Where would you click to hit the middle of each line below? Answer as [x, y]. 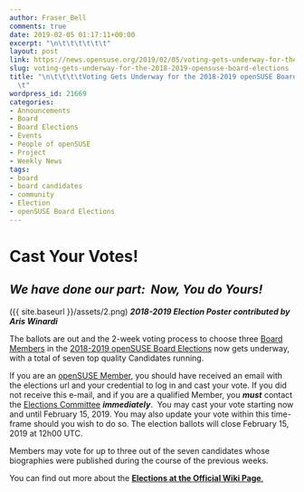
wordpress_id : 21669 [48, 93]
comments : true [38, 26]
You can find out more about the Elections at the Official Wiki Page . [137, 478]
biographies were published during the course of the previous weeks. [139, 460]
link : [19, 60]
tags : [19, 169]
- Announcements [40, 111]
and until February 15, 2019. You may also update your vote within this [139, 414]
